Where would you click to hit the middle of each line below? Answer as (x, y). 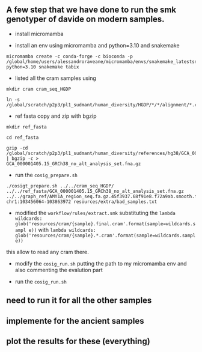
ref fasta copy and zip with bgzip (56, 116)
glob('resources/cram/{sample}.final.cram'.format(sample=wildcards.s (105, 224)
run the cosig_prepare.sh (46, 175)
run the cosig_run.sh (41, 281)
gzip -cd (17, 148)
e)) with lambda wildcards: (62, 229)
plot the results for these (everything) (78, 341)
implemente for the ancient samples (75, 321)
